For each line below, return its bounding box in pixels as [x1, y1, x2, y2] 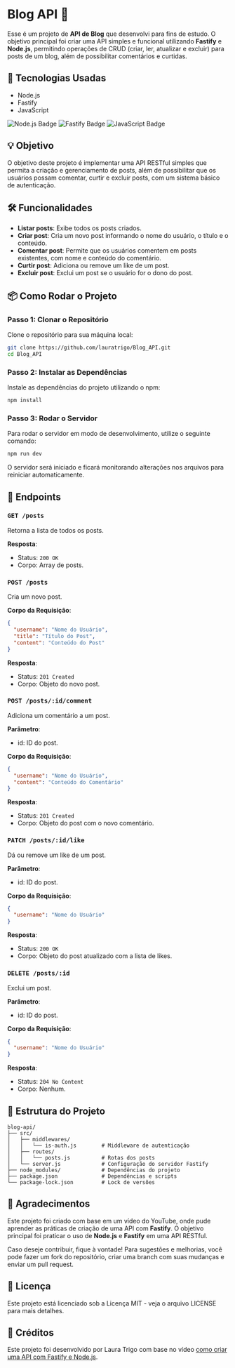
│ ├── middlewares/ [7, 1136, 71, 1143]
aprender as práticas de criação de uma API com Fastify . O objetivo [7, 1224, 204, 1233]
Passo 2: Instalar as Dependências [7, 367, 128, 377]
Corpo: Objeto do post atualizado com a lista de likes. [17, 952, 173, 960]
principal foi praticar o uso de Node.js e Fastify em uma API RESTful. [7, 1231, 208, 1240]
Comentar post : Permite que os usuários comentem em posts [17, 246, 197, 255]
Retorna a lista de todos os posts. [7, 526, 104, 534]
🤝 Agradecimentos [7, 1198, 90, 1210]
